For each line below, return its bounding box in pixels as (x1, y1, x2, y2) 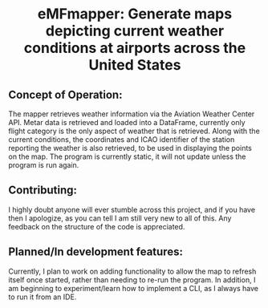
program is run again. (8, 160, 79, 169)
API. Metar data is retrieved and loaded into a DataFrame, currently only (8, 118, 246, 127)
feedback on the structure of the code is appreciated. (8, 221, 185, 231)
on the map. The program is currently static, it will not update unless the (8, 152, 246, 161)
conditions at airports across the (23, 39, 246, 57)
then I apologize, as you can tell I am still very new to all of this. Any (8, 213, 232, 223)
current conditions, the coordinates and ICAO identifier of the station (8, 135, 235, 144)
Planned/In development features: (8, 245, 183, 259)
